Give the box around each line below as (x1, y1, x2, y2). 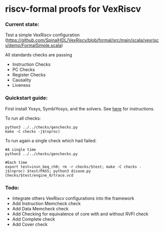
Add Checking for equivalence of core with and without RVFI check (12, 211, 149, 217)
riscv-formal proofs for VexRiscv (5, 3, 141, 15)
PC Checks (12, 67, 35, 73)
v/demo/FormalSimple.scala (5, 43, 62, 49)
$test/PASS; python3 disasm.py (27, 168, 91, 174)
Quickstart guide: (5, 95, 48, 102)
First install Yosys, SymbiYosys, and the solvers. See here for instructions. (5, 105, 155, 111)
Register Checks (12, 72, 46, 78)
